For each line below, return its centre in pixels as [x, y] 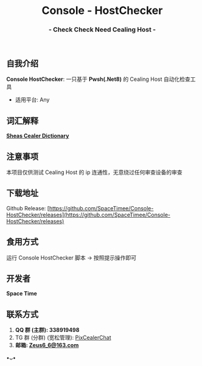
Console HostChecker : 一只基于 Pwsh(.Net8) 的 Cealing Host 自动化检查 [98, 79]
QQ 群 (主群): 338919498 [47, 330]
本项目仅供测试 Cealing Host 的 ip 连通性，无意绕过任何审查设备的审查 [94, 172]
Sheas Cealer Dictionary [38, 136]
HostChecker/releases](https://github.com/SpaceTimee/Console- [89, 215]
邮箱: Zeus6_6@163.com [47, 345]
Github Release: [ [28, 208]
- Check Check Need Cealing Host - [102, 30]
